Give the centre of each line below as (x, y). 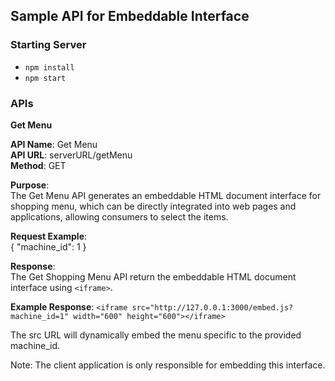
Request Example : (49, 236)
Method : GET (38, 165)
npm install (49, 67)
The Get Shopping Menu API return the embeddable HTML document (153, 276)
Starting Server (48, 45)
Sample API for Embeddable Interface (130, 16)
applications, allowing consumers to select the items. (119, 216)
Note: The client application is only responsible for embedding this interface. (168, 365)
